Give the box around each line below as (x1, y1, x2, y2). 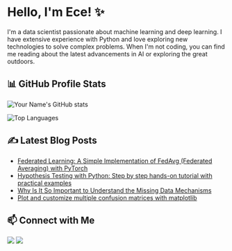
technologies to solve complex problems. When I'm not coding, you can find (7, 42, 226, 51)
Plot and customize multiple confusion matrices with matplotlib (17, 193, 197, 202)
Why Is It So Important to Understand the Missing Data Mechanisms (17, 186, 212, 195)
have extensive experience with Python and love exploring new (7, 35, 188, 43)
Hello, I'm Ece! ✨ (7, 4, 105, 20)
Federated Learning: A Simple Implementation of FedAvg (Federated (17, 156, 213, 165)
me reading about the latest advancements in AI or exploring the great (7, 49, 208, 58)
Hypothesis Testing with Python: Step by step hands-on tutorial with (17, 171, 213, 179)
